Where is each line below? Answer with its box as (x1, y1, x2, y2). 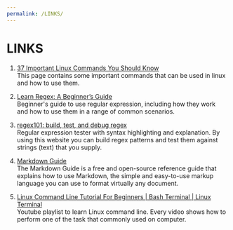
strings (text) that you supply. (16, 143, 102, 151)
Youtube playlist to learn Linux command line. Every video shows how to (16, 208, 226, 216)
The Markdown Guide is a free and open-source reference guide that (16, 164, 217, 172)
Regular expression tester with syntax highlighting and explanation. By (16, 128, 220, 137)
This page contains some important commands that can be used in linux (16, 71, 226, 79)
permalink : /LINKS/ (6, 10, 64, 18)
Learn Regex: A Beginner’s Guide (16, 92, 113, 100)
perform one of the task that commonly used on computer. (16, 215, 187, 223)
